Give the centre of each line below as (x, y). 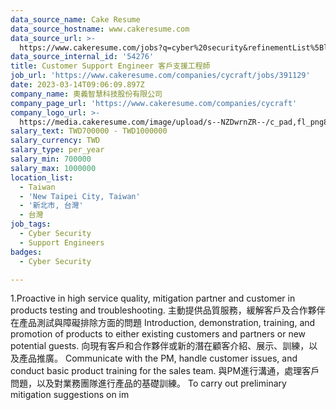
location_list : (42, 177)
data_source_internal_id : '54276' (82, 57)
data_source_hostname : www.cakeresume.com (100, 29)
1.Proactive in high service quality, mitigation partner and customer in (153, 298)
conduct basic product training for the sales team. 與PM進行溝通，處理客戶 (165, 371)
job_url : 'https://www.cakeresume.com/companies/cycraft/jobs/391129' (160, 76)
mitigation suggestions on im (70, 395)
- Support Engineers (62, 242)
